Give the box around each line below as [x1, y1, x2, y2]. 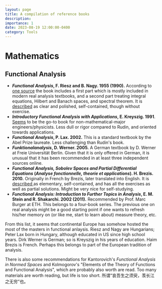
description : [5, 16, 31, 21]
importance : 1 [5, 20, 34, 26]
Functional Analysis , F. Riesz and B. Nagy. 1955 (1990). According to [12, 83, 152, 88]
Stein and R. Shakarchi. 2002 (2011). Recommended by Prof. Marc [12, 196, 146, 202]
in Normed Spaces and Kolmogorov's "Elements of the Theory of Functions [5, 262, 156, 267]
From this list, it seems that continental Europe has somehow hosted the [5, 221, 148, 227]
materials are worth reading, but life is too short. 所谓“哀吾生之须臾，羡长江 [5, 272, 155, 278]
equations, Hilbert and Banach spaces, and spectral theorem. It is [12, 98, 143, 104]
